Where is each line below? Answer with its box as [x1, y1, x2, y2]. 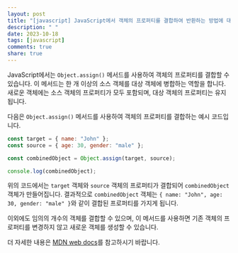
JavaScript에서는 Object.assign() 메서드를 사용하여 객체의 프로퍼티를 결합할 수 [7, 70, 230, 79]
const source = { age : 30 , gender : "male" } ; [7, 141, 144, 149]
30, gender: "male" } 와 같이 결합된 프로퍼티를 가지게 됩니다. [7, 199, 178, 208]
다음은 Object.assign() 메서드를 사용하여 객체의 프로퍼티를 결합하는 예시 [7, 112, 210, 121]
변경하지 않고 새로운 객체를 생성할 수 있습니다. [31, 223, 159, 232]
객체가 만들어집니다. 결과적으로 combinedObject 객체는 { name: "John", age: [7, 190, 223, 199]
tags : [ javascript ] [7, 37, 65, 44]
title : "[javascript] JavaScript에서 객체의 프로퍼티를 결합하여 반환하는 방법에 [7, 17, 224, 24]
